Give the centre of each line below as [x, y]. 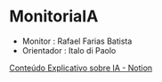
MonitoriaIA [54, 16]
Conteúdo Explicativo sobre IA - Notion [81, 68]
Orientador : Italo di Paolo [69, 50]
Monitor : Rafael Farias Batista [77, 41]
